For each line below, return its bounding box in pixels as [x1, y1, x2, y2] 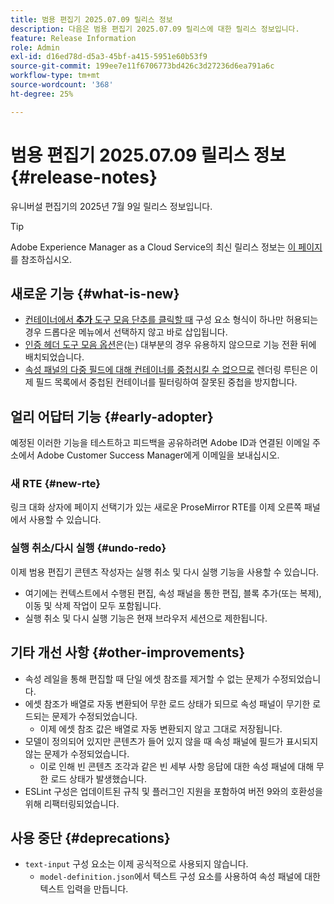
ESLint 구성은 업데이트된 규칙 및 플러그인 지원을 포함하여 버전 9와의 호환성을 [24, 785, 323, 797]
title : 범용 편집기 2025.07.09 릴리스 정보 [10, 14, 173, 25]
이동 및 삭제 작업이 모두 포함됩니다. [24, 599, 162, 611]
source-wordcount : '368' [10, 80, 114, 90]
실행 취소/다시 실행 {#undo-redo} [10, 541, 167, 555]
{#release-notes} [10, 166, 158, 188]
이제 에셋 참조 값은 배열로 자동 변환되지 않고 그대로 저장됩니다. [39, 722, 283, 735]
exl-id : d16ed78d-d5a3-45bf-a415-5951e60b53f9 [10, 52, 208, 62]
